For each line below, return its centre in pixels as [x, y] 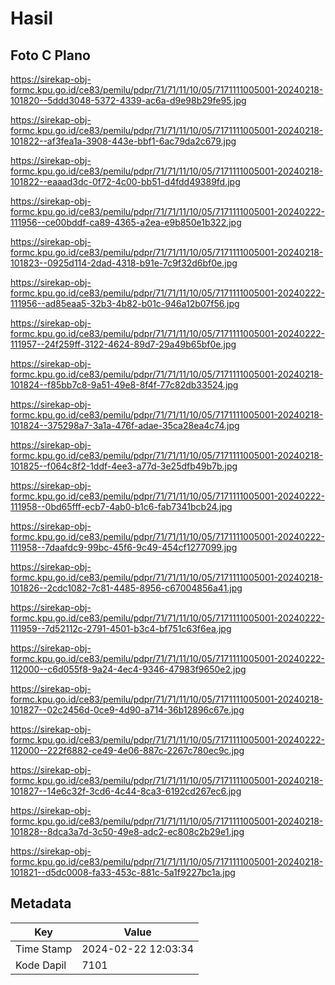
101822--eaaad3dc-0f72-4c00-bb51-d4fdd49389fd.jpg [125, 181]
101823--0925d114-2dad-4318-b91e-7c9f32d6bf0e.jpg [124, 263]
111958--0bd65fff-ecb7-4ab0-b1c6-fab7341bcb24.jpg [121, 506]
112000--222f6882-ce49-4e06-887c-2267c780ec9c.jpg [127, 750]
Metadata [41, 903]
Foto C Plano [50, 55]
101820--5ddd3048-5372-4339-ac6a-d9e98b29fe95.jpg [128, 100]
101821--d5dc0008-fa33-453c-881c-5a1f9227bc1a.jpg [123, 872]
